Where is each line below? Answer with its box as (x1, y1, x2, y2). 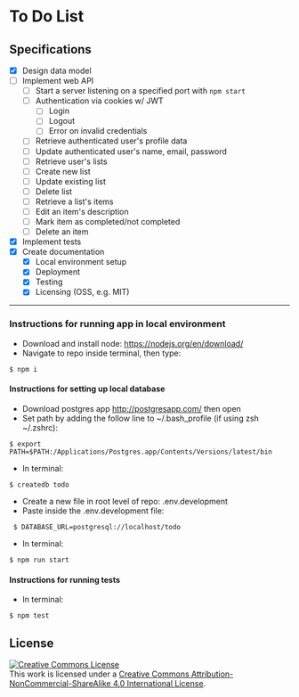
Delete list (35, 185, 73, 197)
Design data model (21, 65, 92, 76)
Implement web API (21, 76, 94, 86)
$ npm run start (9, 555, 69, 564)
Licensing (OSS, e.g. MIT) (35, 287, 130, 298)
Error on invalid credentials (48, 126, 148, 136)
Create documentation (21, 247, 105, 258)
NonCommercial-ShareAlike (9, 677, 111, 688)
